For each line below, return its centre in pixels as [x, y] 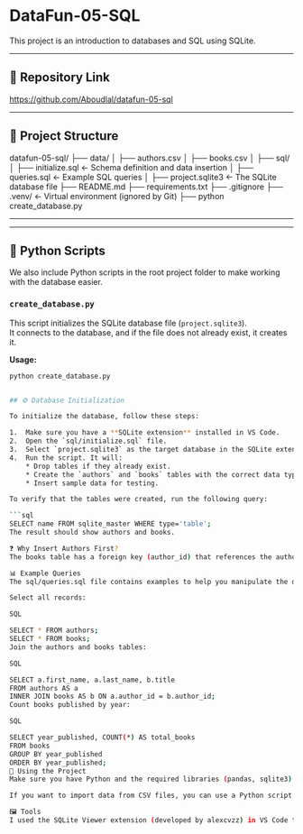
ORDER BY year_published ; [58, 763]
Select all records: [48, 598]
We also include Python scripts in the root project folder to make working [145, 272]
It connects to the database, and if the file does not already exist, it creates [148, 332]
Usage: [23, 359]
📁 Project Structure [64, 136]
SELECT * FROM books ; [50, 639]
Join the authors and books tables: [78, 647]
